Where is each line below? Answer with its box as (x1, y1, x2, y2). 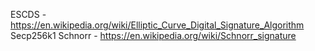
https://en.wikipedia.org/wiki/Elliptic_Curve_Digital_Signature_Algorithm (10, 19, 305, 31)
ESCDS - (10, 9, 47, 20)
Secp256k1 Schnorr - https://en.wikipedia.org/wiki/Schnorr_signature (10, 30, 297, 41)
